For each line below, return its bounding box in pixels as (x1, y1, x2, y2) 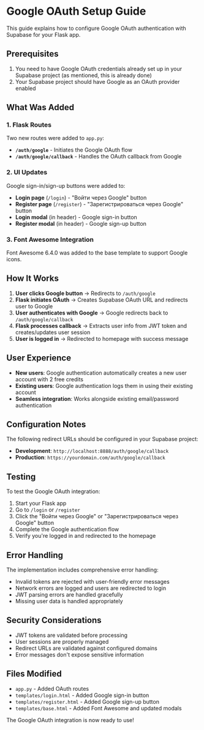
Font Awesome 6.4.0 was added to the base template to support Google (6, 249, 188, 256)
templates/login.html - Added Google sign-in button (15, 691, 149, 699)
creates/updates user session (15, 329, 91, 336)
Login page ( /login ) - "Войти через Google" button (15, 194, 147, 201)
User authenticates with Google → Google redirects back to (15, 309, 168, 316)
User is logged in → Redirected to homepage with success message (15, 335, 189, 342)
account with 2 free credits (15, 375, 84, 383)
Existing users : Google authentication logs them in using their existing (15, 382, 193, 389)
